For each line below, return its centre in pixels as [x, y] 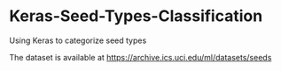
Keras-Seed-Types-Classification [136, 16]
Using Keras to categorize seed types [78, 40]
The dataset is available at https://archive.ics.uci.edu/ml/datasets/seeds [140, 57]
